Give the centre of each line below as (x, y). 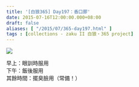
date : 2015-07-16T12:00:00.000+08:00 (54, 17)
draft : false (23, 23)
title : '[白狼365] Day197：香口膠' (48, 12)
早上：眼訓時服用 (27, 63)
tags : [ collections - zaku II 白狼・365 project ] (70, 34)
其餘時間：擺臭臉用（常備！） (43, 78)
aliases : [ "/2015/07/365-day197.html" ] (59, 28)
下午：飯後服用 (25, 71)
